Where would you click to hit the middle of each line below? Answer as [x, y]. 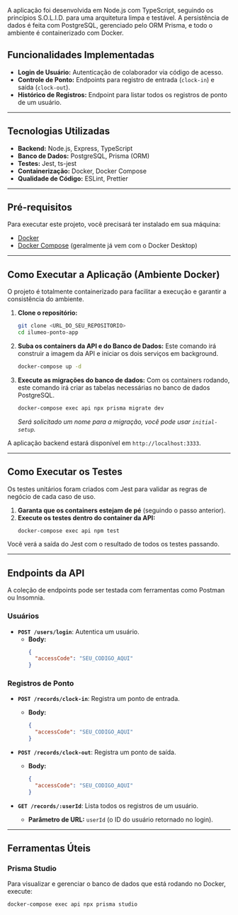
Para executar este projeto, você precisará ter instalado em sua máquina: [114, 224]
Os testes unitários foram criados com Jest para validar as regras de [107, 489]
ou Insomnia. [26, 597]
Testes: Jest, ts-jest [47, 163]
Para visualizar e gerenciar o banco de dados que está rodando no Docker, [117, 884]
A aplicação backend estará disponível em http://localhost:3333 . [104, 443]
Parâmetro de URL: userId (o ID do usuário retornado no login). [121, 819]
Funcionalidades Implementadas [81, 55]
